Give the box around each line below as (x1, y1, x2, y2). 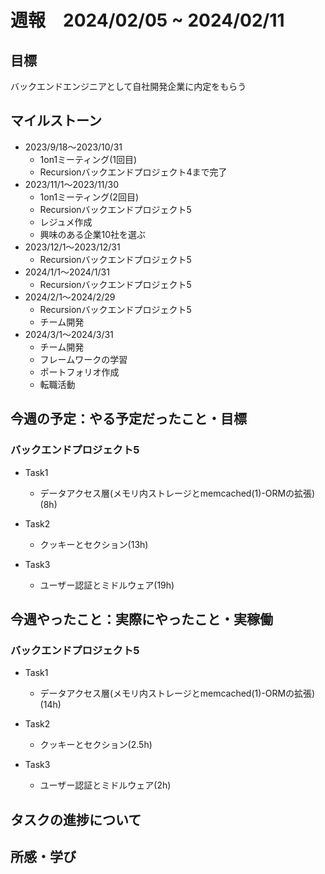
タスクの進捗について (10, 811, 142, 828)
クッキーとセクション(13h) (39, 538, 149, 550)
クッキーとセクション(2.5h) (39, 739, 153, 751)
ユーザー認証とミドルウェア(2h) (39, 779, 172, 791)
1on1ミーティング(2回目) (39, 191, 140, 203)
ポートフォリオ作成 (39, 366, 120, 378)
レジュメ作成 (39, 216, 93, 228)
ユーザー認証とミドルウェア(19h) (39, 579, 175, 591)
